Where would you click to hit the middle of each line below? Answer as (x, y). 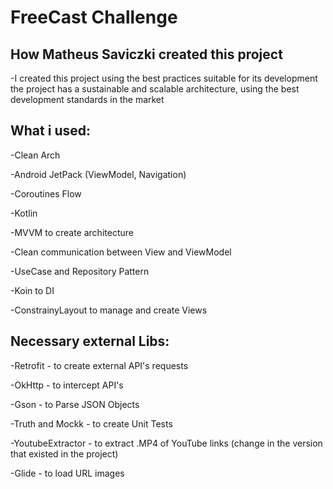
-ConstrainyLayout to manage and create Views (109, 310)
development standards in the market (87, 99)
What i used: (50, 131)
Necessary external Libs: (90, 341)
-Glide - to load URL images (67, 473)
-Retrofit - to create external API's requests (99, 365)
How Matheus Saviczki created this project (146, 54)
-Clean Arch (35, 155)
